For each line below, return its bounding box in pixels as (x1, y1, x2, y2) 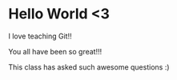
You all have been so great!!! (8, 46, 103, 56)
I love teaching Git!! (8, 31, 72, 41)
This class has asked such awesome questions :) (8, 62, 170, 72)
